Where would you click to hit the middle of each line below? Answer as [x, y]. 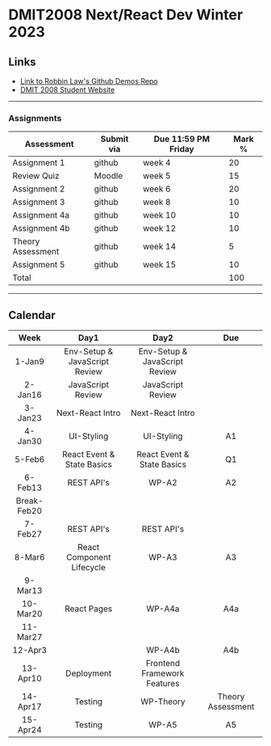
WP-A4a [163, 609]
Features [163, 684]
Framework [163, 673]
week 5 [156, 176]
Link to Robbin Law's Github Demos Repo [89, 81]
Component [88, 557]
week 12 [159, 228]
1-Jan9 [29, 362]
